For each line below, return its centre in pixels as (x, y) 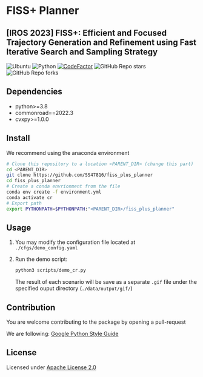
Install (18, 138)
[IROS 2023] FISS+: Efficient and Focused (87, 33)
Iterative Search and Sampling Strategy (82, 52)
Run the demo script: (41, 259)
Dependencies (34, 92)
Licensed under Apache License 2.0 (52, 367)
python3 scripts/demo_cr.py (50, 270)
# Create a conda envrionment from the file (63, 186)
